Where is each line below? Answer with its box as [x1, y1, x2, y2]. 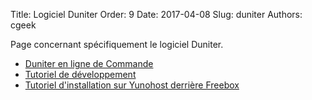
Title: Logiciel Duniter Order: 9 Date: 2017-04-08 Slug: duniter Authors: [10, 9, 303, 20]
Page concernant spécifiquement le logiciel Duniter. [10, 39, 224, 50]
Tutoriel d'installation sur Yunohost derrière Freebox [24, 79, 240, 91]
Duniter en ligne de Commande [24, 58, 154, 69]
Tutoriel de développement [24, 69, 137, 80]
